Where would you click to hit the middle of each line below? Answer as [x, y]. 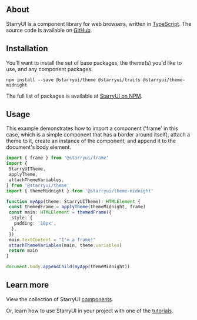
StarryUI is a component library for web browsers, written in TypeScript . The [99, 24]
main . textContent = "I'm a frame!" [52, 240]
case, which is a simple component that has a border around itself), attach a [98, 135]
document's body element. [39, 147]
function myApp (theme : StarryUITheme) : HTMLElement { [74, 201]
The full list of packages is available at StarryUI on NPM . [74, 96]
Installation [27, 49]
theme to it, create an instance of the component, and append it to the [91, 141]
